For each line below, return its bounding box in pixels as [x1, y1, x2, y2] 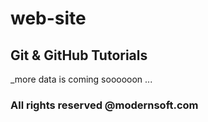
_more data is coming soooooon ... [10, 73, 153, 85]
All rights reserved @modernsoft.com [10, 98, 199, 112]
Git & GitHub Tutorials [10, 47, 148, 64]
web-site [10, 7, 87, 30]
